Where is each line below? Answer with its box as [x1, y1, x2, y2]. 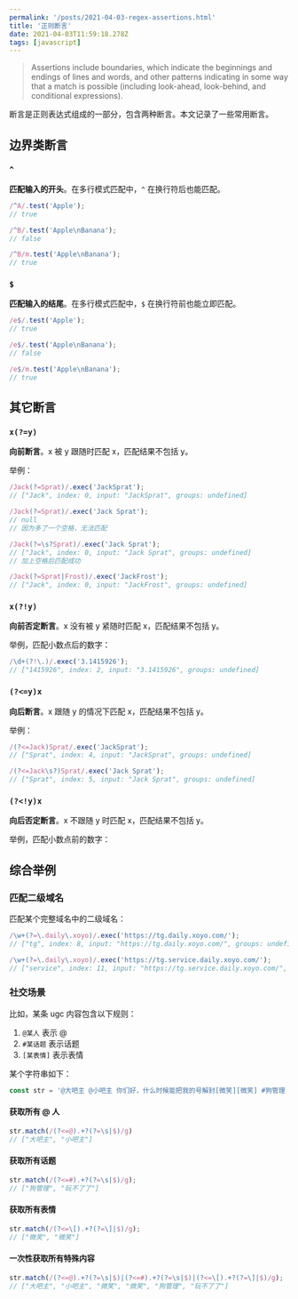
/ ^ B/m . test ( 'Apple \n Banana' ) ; [9, 250, 122, 259]
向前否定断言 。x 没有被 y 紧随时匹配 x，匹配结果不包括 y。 [9, 621, 224, 631]
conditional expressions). [30, 91, 123, 101]
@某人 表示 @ [21, 1027, 68, 1038]
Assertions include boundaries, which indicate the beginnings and [30, 62, 273, 73]
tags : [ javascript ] [9, 37, 82, 47]
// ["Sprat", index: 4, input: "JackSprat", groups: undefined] [9, 750, 252, 760]
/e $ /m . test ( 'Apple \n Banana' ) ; [9, 365, 122, 373]
